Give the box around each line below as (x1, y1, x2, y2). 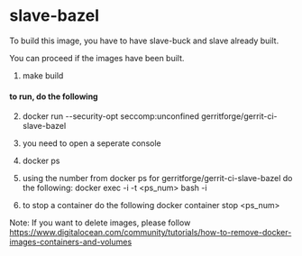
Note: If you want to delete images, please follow (9, 217, 191, 228)
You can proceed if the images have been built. (9, 52, 185, 63)
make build (22, 69, 64, 81)
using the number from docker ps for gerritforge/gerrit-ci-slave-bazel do (22, 173, 293, 184)
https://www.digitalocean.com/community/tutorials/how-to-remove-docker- (9, 227, 292, 238)
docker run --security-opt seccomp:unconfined (22, 111, 200, 122)
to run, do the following (9, 91, 98, 102)
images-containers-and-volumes (9, 236, 133, 248)
